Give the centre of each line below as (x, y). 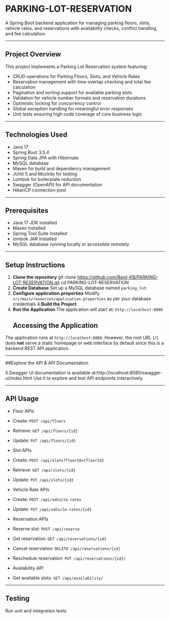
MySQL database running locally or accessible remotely (71, 244)
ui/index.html (19, 378)
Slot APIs (22, 450)
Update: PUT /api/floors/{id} (44, 440)
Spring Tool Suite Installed (40, 234)
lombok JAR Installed (35, 239)
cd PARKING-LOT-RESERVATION (95, 283)
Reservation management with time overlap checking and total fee (82, 82)
